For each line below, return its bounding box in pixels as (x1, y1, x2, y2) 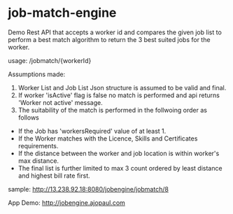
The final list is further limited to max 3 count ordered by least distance (17, 164, 223, 172)
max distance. (17, 156, 59, 165)
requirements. (17, 141, 59, 150)
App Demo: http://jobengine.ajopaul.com (8, 198, 125, 207)
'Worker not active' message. (17, 98, 104, 106)
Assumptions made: (8, 70, 66, 78)
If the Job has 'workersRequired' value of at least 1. (17, 127, 167, 135)
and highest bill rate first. (17, 171, 90, 180)
